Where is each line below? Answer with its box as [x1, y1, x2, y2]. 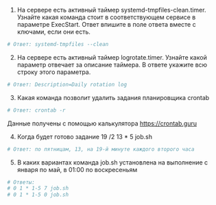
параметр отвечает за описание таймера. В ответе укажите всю [16, 60, 208, 69]
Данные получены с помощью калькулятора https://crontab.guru [7, 119, 197, 128]
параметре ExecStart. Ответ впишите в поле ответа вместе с [16, 21, 197, 28]
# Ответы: [7, 178, 36, 186]
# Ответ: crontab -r [7, 106, 67, 114]
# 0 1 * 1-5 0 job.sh [7, 191, 69, 198]
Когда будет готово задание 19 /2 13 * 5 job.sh [16, 132, 153, 141]
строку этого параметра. [16, 68, 91, 76]
